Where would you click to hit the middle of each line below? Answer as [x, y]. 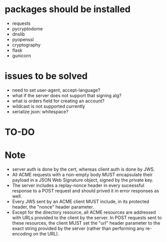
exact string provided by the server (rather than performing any [78, 228]
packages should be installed [68, 9]
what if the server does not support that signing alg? [67, 95]
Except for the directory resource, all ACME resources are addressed [84, 212]
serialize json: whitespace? [40, 111]
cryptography [26, 45]
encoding [22, 234]
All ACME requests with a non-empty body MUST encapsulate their [82, 175]
